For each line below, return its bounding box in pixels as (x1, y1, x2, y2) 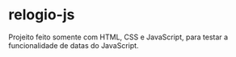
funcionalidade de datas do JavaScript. (8, 40, 139, 50)
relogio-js (8, 6, 75, 24)
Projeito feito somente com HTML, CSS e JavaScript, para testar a (8, 32, 229, 42)
